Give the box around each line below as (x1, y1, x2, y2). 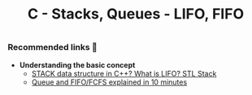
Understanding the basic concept (19, 60, 136, 69)
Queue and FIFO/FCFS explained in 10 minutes (31, 77, 188, 87)
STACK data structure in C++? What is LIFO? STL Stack (31, 68, 217, 78)
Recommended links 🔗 (7, 42, 98, 53)
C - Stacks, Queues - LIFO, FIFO (27, 5, 245, 23)
